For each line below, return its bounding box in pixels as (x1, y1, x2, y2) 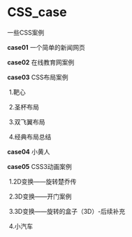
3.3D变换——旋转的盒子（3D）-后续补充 (8, 207, 126, 215)
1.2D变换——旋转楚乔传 (8, 177, 77, 186)
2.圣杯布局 (8, 102, 40, 111)
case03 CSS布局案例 (7, 73, 68, 81)
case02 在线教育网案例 (7, 57, 75, 67)
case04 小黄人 (7, 147, 50, 156)
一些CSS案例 (7, 28, 45, 36)
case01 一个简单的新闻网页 (7, 43, 86, 51)
